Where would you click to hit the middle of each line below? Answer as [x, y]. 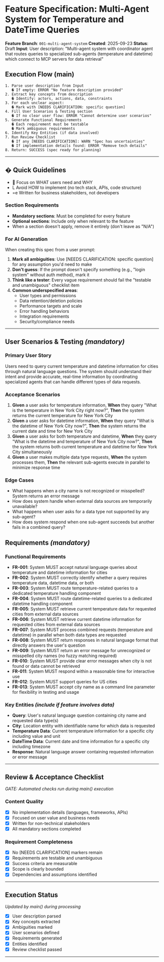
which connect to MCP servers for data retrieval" [54, 59]
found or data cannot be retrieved [46, 666]
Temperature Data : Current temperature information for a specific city [83, 731]
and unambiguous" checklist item [46, 285]
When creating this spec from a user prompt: [50, 250]
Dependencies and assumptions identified [54, 874]
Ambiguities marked [32, 927]
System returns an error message [46, 496]
